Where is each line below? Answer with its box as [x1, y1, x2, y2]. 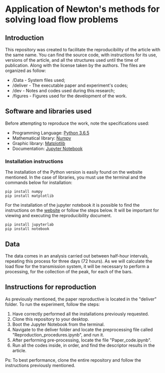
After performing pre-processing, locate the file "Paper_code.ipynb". [12, 337, 152, 343]
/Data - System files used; [12, 77, 66, 83]
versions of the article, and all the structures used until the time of [5, 57, 139, 63]
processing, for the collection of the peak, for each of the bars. [5, 268, 133, 274]
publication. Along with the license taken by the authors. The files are [5, 63, 146, 68]
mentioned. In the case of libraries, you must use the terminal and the [5, 174, 146, 181]
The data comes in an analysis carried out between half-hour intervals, [5, 253, 149, 259]
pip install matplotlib [5, 193, 54, 198]
